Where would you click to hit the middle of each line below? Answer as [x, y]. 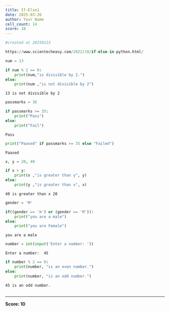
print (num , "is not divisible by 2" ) [54, 84]
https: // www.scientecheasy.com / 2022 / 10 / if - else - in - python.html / [74, 52]
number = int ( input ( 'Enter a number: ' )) [50, 244]
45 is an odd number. [28, 285]
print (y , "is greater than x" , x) [51, 185]
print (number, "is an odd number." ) [53, 276]
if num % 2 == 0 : [24, 70]
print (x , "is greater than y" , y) [51, 175]
